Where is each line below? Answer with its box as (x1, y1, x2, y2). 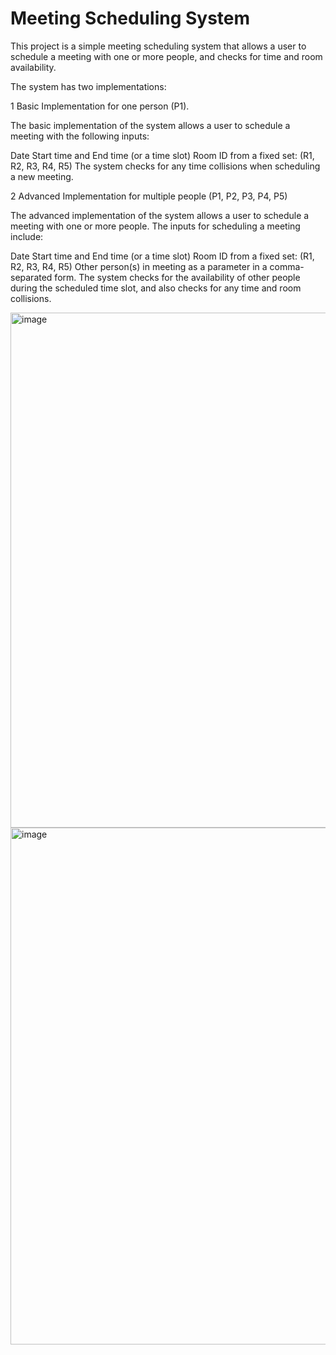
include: (10, 230, 44, 242)
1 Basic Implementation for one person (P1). (10, 100, 190, 112)
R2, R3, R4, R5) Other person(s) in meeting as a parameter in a (10, 260, 268, 272)
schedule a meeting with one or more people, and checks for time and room (10, 50, 323, 62)
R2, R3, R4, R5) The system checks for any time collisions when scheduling (10, 160, 321, 172)
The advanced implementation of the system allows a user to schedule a (10, 209, 310, 221)
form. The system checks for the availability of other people (54, 271, 301, 283)
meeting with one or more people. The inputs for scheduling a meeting (10, 220, 301, 232)
